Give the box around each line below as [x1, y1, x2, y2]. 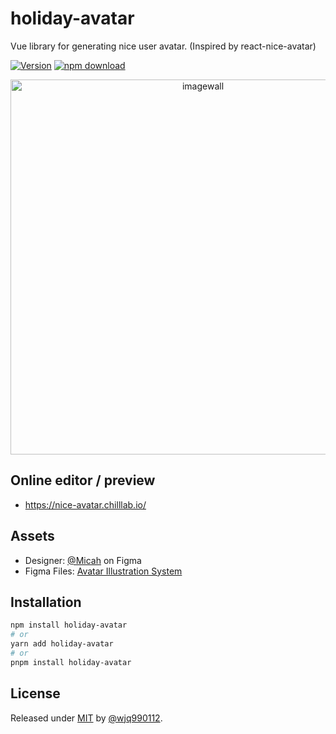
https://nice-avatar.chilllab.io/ [24, 498, 147, 511]
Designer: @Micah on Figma [24, 554, 142, 566]
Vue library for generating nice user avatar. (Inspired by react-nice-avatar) [10, 40, 317, 52]
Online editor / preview [10, 472, 156, 489]
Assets [10, 528, 55, 545]
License [10, 685, 61, 702]
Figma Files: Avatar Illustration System [24, 565, 183, 577]
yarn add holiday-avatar [10, 639, 114, 649]
